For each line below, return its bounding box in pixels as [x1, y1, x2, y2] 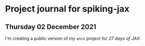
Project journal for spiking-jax [5, 3, 130, 15]
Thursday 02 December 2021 [5, 23, 97, 31]
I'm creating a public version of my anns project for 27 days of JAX [5, 35, 140, 41]
